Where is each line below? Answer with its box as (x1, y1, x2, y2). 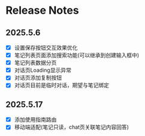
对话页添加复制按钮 (14, 74, 62, 81)
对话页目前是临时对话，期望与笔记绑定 (14, 81, 109, 89)
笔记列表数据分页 (14, 59, 57, 67)
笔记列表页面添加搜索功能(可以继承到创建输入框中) (14, 52, 139, 59)
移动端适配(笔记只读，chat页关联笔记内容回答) (14, 123, 129, 131)
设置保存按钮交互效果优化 (14, 44, 78, 51)
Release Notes (5, 4, 79, 17)
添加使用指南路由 (14, 116, 57, 123)
